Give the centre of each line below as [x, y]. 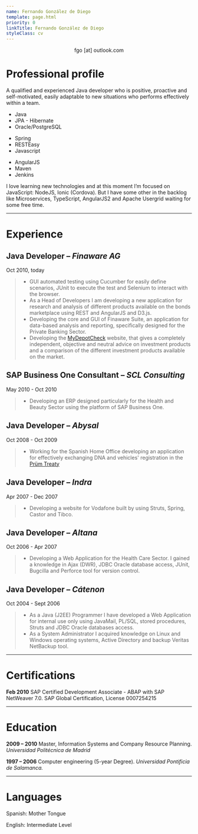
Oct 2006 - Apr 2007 [32, 547]
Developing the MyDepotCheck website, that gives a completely [107, 338]
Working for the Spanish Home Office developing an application [107, 451]
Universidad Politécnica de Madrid [48, 750]
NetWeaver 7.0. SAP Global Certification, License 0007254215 [81, 698]
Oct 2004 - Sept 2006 [33, 604]
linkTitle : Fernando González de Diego [55, 28]
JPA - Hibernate [34, 121]
